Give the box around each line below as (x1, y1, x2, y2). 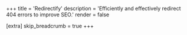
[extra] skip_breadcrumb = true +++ (6, 23, 94, 29)
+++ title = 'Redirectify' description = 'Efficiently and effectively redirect (6, 5, 181, 12)
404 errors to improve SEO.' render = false (6, 11, 110, 18)
